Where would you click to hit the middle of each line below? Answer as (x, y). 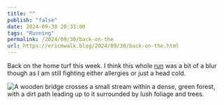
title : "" (22, 14)
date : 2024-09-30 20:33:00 (46, 26)
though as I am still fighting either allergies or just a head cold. (97, 73)
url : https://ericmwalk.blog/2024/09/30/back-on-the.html (93, 46)
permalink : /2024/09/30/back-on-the (60, 40)
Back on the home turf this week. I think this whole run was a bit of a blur (112, 66)
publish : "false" (32, 20)
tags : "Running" (31, 33)
